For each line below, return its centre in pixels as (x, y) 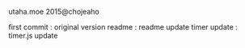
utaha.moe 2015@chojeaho (54, 12)
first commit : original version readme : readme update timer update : (123, 27)
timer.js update (33, 36)
